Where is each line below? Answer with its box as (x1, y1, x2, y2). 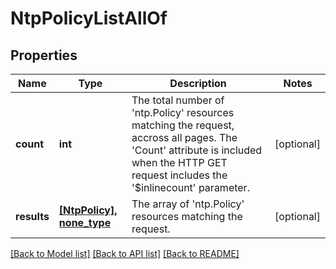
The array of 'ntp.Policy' (131, 197, 245, 211)
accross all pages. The (131, 131, 238, 144)
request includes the (131, 168, 228, 182)
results (15, 210, 50, 223)
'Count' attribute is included (131, 143, 263, 157)
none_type (58, 216, 112, 229)
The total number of (131, 93, 225, 107)
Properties (10, 47, 78, 64)
